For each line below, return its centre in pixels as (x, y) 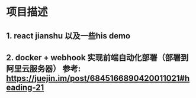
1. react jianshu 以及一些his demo (68, 36)
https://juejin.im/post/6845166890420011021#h (98, 78)
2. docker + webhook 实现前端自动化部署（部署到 (97, 58)
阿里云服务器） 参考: (44, 68)
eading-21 (25, 87)
